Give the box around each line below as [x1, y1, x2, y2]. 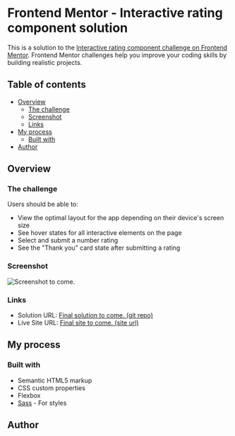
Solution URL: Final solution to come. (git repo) [17, 311, 154, 320]
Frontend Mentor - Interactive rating [7, 5, 224, 21]
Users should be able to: [7, 200, 79, 209]
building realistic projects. [7, 58, 83, 66]
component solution [7, 20, 128, 36]
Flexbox [17, 391, 41, 399]
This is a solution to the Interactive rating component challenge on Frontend [7, 43, 228, 52]
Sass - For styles [17, 399, 67, 407]
